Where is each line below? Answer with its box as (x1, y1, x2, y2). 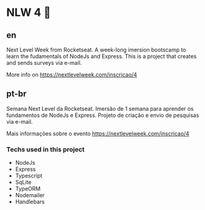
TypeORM (15, 185, 41, 192)
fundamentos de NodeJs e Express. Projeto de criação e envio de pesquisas (6, 111, 199, 119)
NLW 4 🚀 (6, 6, 51, 20)
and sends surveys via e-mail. (6, 59, 82, 66)
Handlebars (15, 198, 45, 206)
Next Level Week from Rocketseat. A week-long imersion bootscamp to (6, 46, 187, 53)
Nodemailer (15, 192, 45, 199)
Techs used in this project (6, 145, 85, 154)
